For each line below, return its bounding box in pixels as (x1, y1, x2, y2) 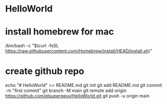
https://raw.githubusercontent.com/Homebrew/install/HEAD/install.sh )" (5, 48, 152, 54)
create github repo (5, 66, 85, 77)
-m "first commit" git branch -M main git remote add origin (5, 87, 127, 93)
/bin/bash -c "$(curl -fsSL (5, 43, 59, 49)
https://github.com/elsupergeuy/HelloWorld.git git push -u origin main (5, 93, 150, 99)
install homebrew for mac (5, 26, 114, 38)
